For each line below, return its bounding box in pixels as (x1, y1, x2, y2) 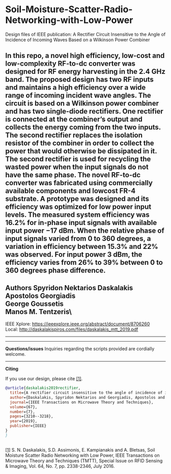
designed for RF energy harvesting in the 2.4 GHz (5, 67, 165, 76)
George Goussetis (5, 299, 64, 308)
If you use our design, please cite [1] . (5, 376, 83, 382)
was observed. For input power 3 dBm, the (5, 250, 142, 259)
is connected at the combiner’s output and (5, 115, 142, 124)
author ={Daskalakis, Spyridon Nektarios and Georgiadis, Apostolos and (10, 395, 165, 400)
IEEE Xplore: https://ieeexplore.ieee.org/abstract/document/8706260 (5, 321, 150, 327)
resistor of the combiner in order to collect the (5, 139, 154, 148)
